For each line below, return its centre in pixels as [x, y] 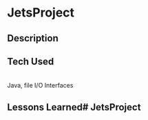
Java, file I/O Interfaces [40, 86]
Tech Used [31, 61]
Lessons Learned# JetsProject [74, 107]
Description [33, 38]
